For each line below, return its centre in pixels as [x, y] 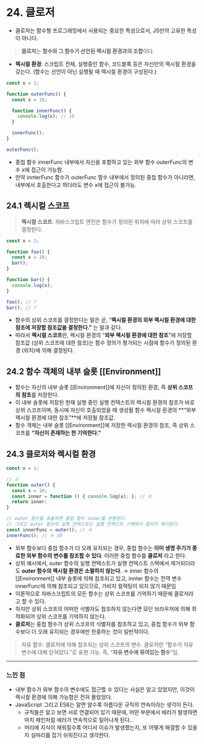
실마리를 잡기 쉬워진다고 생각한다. [70, 735]
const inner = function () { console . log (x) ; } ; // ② [82, 496]
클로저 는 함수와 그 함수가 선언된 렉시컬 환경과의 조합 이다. [88, 51]
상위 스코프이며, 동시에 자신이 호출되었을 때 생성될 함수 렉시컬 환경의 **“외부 [105, 410]
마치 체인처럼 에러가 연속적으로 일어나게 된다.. [78, 720]
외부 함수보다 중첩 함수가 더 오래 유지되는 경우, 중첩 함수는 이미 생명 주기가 [103, 548]
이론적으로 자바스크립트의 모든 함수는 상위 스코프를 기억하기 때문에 [94, 593]
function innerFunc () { [42, 111]
